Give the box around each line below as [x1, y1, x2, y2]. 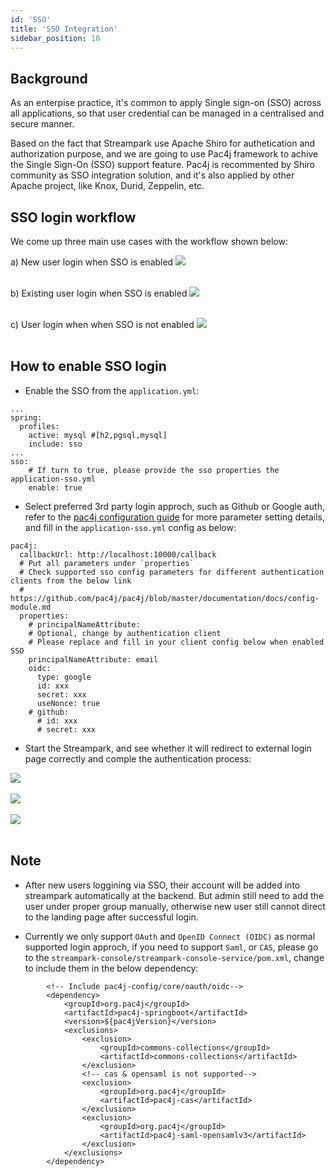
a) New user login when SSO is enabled [10, 256, 174, 268]
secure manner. [10, 118, 75, 130]
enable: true [28, 482, 83, 493]
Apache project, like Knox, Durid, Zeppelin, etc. [10, 180, 205, 192]
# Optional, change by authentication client [28, 628, 222, 638]
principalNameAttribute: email [28, 654, 159, 665]
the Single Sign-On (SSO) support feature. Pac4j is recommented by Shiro [10, 159, 316, 171]
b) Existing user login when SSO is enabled [10, 287, 188, 299]
